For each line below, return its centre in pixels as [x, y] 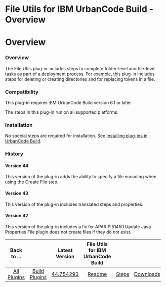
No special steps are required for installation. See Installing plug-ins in [76, 136]
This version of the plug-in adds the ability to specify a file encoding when [81, 177]
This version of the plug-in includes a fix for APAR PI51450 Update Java [78, 227]
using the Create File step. [32, 182]
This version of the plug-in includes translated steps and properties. [74, 204]
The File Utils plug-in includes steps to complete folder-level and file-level [80, 68]
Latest [65, 250]
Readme [97, 274]
